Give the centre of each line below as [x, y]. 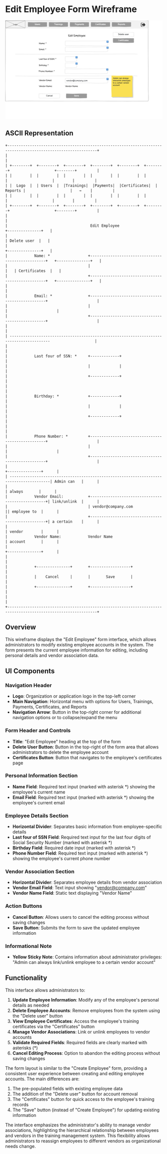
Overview [21, 627]
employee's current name [39, 792]
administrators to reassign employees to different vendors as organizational [83, 1141]
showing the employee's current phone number [61, 859]
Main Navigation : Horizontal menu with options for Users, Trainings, [83, 702]
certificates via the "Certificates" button [53, 1026]
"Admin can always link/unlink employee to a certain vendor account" [84, 962]
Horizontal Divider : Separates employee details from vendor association [87, 882]
